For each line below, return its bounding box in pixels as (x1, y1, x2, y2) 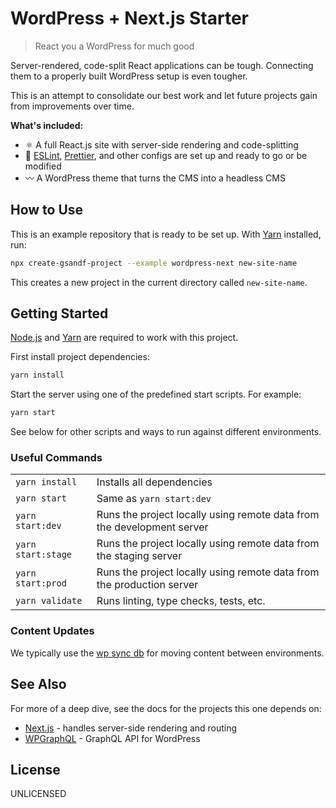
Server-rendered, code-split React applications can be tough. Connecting (10, 59, 314, 71)
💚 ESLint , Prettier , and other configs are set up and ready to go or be (24, 149, 308, 161)
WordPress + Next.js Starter (10, 7, 249, 30)
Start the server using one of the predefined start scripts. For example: (10, 388, 302, 401)
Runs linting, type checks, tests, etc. (96, 594, 266, 608)
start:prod (15, 578, 67, 589)
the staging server (96, 549, 183, 563)
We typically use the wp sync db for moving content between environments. (10, 647, 325, 659)
